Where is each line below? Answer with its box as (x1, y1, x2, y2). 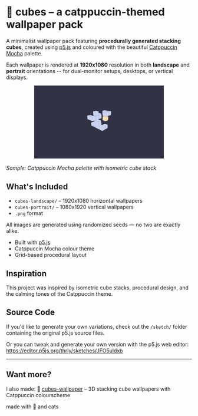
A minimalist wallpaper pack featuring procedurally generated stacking (6, 37, 181, 44)
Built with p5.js (14, 239, 51, 246)
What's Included (6, 181, 68, 192)
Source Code (6, 308, 55, 318)
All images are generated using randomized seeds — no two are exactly (6, 221, 181, 229)
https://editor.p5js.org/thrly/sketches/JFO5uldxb (6, 347, 123, 354)
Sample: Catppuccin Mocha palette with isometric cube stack (6, 164, 157, 171)
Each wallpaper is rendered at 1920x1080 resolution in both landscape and (6, 61, 190, 68)
